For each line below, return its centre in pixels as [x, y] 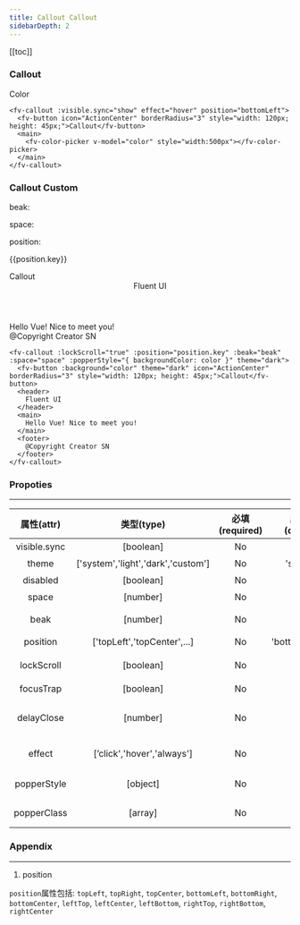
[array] [143, 813]
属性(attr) [40, 524]
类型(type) [143, 524]
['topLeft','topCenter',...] [143, 642]
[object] [143, 784]
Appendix [31, 846]
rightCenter [31, 912]
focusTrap [41, 689]
